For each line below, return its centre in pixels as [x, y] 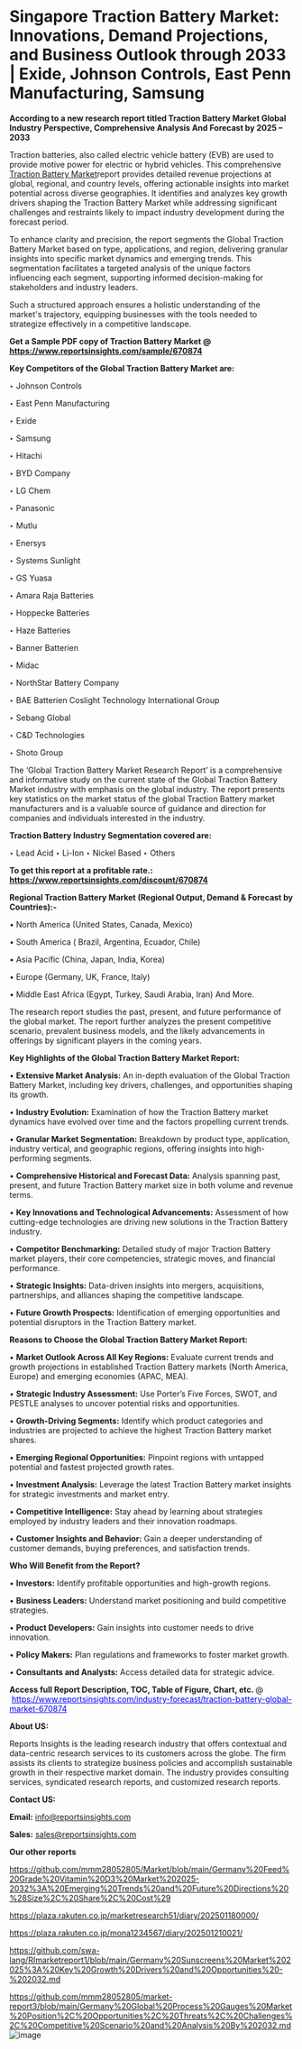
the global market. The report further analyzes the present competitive [141, 1021]
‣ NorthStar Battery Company [64, 682]
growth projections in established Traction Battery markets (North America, [149, 1367]
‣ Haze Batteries [40, 630]
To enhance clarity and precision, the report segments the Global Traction [146, 239]
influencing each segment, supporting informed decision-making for [137, 278]
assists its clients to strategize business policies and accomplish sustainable [151, 1762]
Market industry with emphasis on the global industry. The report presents [147, 789]
